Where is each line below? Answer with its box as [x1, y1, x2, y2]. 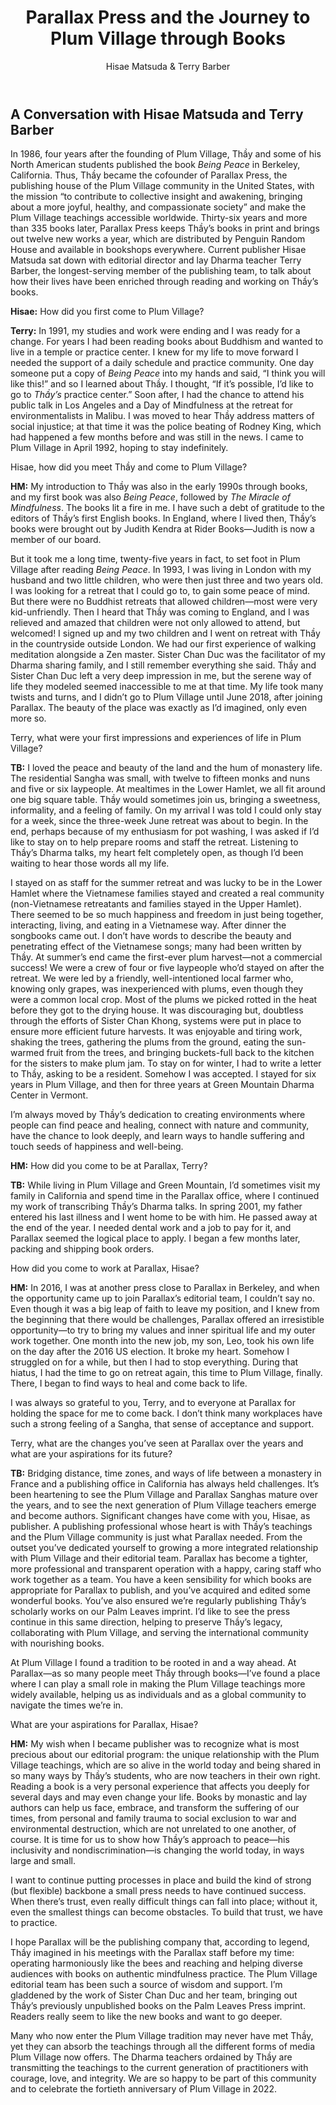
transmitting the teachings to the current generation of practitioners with [10, 2062, 309, 2074]
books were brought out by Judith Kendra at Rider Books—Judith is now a [10, 523, 315, 535]
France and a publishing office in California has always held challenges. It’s [10, 1478, 320, 1490]
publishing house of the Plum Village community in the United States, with [10, 180, 315, 192]
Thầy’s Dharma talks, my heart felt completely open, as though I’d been [10, 847, 304, 859]
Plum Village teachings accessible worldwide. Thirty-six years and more [10, 212, 308, 224]
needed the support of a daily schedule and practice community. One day [10, 357, 315, 369]
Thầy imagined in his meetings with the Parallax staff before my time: [10, 1947, 295, 1959]
